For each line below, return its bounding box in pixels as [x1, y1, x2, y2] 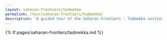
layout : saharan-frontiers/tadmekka [5, 7, 81, 12]
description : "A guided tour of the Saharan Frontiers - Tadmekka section [5, 16, 164, 21]
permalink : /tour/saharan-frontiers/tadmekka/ [5, 12, 103, 17]
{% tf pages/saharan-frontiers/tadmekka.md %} [5, 30, 103, 36]
